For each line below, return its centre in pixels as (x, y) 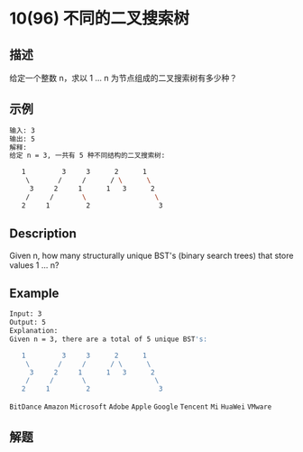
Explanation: (34, 331)
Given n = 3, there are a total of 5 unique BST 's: (108, 339)
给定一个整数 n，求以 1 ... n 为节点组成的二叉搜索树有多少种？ (124, 78)
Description (43, 234)
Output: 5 (28, 323)
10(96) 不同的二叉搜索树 (100, 18)
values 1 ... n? (34, 265)
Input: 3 (26, 314)
